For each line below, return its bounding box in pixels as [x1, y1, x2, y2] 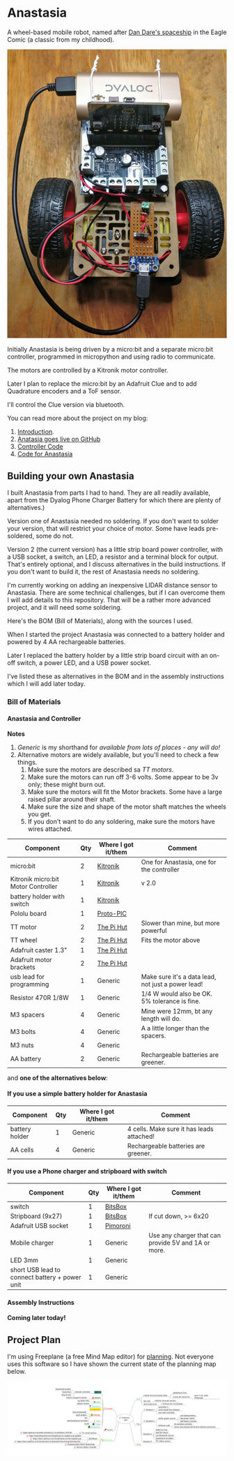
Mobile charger [10, 1238, 54, 1247]
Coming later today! [7, 1314, 66, 1322]
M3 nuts [10, 1041, 34, 1049]
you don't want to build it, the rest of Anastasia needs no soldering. [7, 567, 200, 576]
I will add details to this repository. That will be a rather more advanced [7, 596, 211, 604]
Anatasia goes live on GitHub [17, 435, 101, 444]
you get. [27, 810, 52, 818]
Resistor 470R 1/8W [10, 993, 70, 1002]
